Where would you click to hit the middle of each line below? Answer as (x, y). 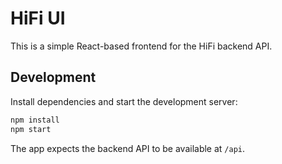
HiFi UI (38, 18)
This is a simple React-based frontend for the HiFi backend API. (141, 46)
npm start (31, 129)
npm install (35, 120)
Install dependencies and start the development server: (124, 101)
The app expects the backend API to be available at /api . (128, 148)
